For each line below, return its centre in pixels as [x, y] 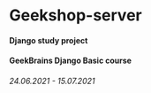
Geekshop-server [76, 15]
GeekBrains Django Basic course [71, 61]
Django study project [49, 40]
